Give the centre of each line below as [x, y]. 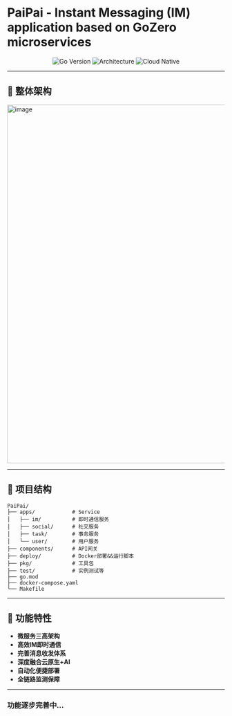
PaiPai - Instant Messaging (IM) [99, 13]
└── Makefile [26, 589]
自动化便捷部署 [38, 671]
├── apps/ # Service [54, 512]
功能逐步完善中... [36, 706]
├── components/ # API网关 [52, 549]
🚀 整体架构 [29, 91]
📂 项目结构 [29, 489]
